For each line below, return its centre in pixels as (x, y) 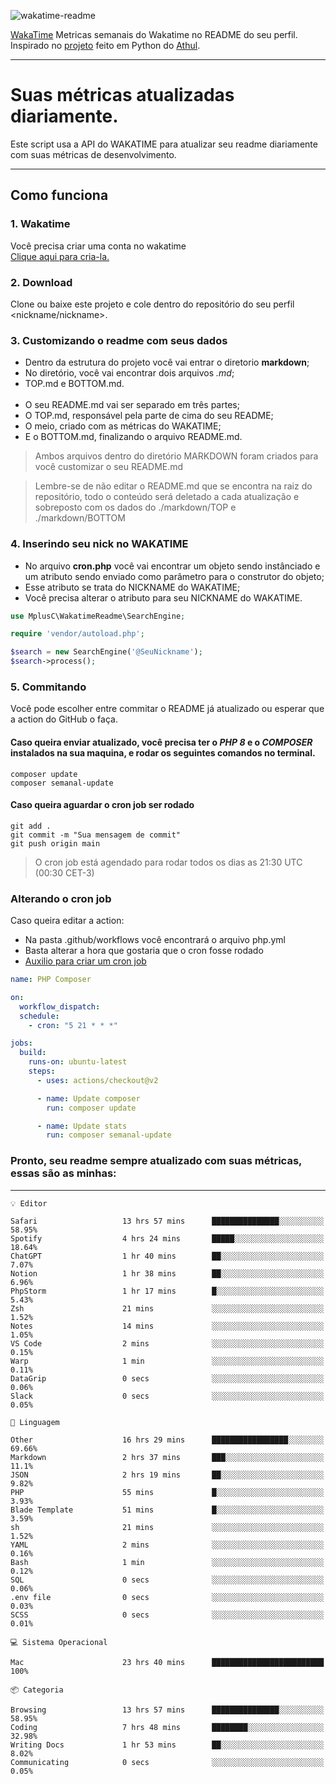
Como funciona (59, 195)
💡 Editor (29, 1203)
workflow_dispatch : (60, 1006)
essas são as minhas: (63, 1173)
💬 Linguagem (35, 1422)
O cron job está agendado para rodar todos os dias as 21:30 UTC (168, 862)
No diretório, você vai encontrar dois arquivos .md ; (129, 373)
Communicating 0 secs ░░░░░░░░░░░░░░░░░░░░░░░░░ (167, 1762)
